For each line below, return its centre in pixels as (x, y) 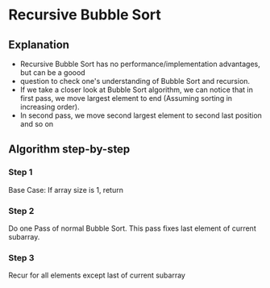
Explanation (39, 45)
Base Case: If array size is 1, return (66, 190)
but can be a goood (53, 73)
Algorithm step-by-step (69, 150)
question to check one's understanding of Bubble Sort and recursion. (135, 81)
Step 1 (21, 173)
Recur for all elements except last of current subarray (97, 275)
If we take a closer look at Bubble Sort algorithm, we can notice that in (137, 90)
